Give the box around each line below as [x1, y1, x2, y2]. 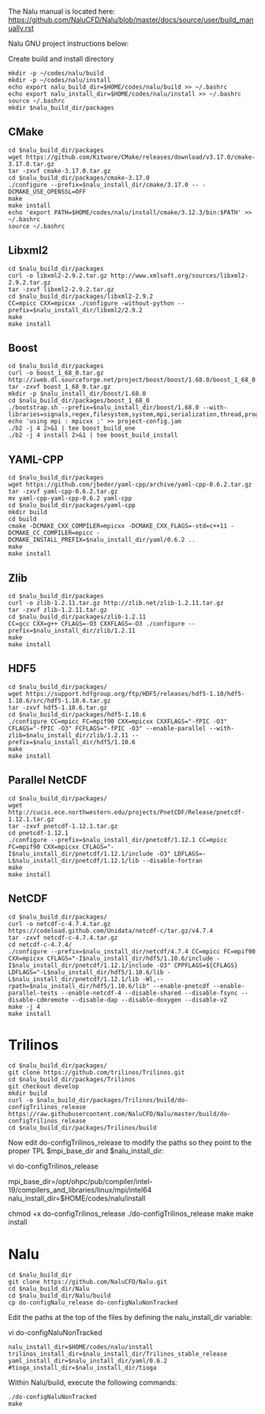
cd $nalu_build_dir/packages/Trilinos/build [8, 1124, 157, 1132]
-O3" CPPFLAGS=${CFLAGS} [156, 961, 238, 969]
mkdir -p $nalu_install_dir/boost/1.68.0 [8, 390, 147, 398]
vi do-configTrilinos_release [8, 1161, 99, 1171]
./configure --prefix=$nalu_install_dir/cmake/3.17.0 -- [8, 181, 200, 189]
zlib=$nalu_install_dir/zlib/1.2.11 [8, 731, 129, 739]
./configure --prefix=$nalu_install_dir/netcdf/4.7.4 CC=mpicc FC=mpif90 [8, 947, 256, 955]
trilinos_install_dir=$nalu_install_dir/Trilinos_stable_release [8, 1350, 227, 1358]
